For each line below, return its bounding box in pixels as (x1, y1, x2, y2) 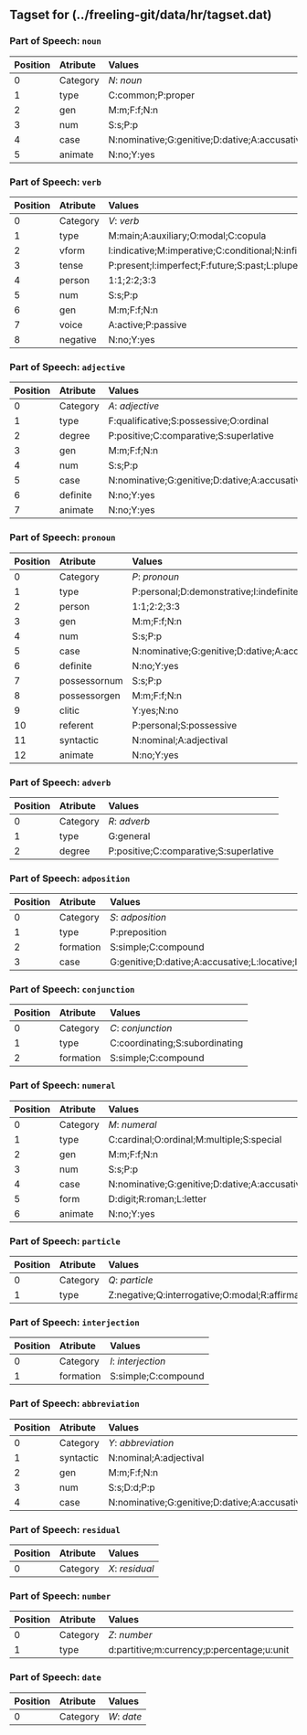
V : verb (108, 214, 140, 227)
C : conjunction (109, 1022, 173, 1035)
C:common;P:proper (108, 89, 195, 101)
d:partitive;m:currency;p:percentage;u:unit (108, 1644, 290, 1656)
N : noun (108, 73, 143, 86)
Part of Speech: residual (9, 1523, 121, 1536)
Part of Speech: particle (9, 1234, 121, 1247)
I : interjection (109, 1355, 166, 1368)
